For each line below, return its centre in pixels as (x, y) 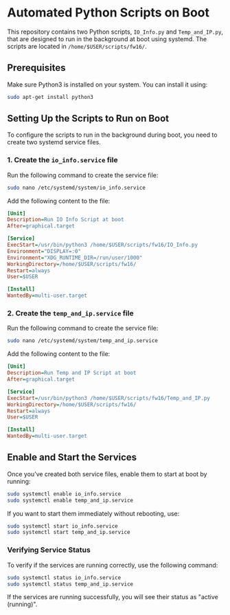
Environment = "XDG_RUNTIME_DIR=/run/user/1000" (75, 258)
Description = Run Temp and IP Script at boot (72, 373)
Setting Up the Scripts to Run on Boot (88, 119)
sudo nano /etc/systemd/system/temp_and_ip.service (82, 341)
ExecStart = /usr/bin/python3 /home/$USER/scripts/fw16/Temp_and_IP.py (109, 398)
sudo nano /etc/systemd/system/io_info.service (77, 188)
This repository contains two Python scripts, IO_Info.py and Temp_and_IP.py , (115, 32)
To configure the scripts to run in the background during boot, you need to (112, 135)
